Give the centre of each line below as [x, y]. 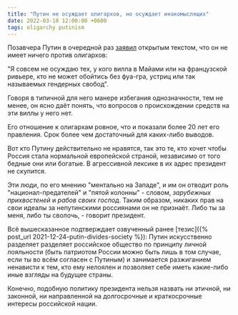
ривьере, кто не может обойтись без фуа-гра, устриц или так [101, 76]
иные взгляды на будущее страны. [60, 275]
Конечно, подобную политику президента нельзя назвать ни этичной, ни [119, 289]
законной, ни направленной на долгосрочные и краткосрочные [105, 296]
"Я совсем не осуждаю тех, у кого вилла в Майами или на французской [117, 69]
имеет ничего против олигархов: [58, 55]
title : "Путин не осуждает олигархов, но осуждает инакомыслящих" [108, 14]
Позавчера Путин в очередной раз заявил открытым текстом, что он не [118, 48]
